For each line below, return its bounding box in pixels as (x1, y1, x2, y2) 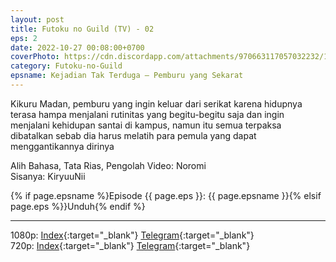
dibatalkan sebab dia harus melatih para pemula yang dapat (10, 129, 257, 141)
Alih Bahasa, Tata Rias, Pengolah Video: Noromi (10, 159, 207, 171)
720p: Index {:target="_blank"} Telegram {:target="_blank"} (10, 239, 251, 251)
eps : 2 (10, 33, 38, 43)
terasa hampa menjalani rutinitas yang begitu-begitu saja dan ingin (10, 108, 285, 120)
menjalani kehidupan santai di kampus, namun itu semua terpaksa (10, 119, 282, 131)
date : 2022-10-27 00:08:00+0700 (10, 42, 145, 53)
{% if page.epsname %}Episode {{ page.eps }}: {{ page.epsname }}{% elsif (10, 189, 322, 201)
